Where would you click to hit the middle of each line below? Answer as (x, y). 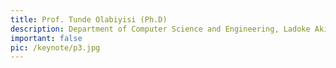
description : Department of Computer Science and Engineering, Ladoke (160, 29)
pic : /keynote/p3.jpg (55, 47)
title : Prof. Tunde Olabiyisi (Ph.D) (89, 19)
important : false (46, 38)
